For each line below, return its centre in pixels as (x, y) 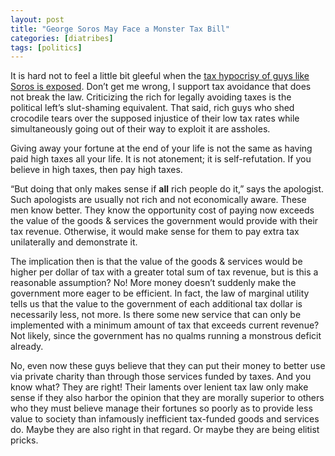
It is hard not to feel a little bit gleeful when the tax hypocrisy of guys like (160, 76)
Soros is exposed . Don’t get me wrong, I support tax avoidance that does (161, 87)
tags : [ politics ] (46, 47)
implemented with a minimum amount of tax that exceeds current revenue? (165, 325)
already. (27, 347)
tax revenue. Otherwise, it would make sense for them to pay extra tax (155, 232)
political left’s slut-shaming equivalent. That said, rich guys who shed (152, 108)
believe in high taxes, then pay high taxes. (96, 170)
